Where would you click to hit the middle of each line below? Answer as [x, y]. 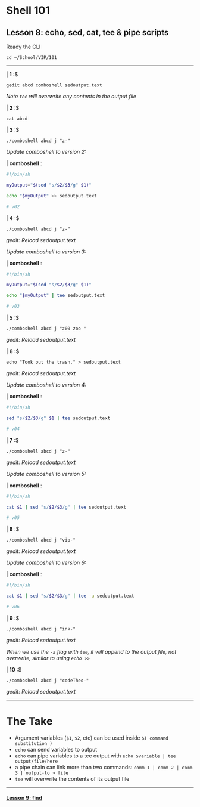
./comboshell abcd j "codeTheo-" [48, 681]
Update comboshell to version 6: [46, 563]
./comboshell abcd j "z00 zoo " [46, 329]
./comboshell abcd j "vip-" [41, 540]
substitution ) [34, 743]
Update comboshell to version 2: [46, 152]
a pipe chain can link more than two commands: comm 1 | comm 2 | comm [104, 767]
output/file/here [36, 761]
